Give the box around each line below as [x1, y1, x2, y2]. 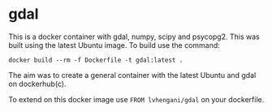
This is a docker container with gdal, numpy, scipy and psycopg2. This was [8, 32, 260, 41]
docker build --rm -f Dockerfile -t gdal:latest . [8, 56, 183, 64]
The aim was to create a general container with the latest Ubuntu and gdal [8, 70, 257, 80]
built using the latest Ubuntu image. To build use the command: [8, 40, 221, 50]
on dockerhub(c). [8, 79, 67, 88]
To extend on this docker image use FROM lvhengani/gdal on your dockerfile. [8, 94, 265, 104]
